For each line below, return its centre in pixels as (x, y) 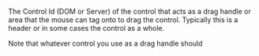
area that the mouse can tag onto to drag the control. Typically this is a (123, 20)
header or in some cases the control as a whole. (86, 28)
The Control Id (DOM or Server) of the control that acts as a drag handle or (129, 11)
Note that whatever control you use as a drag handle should (105, 43)
